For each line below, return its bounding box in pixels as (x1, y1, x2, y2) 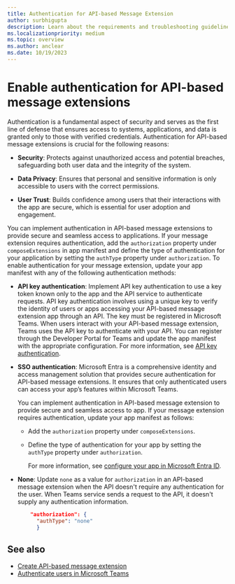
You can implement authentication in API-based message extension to (17, 398, 220, 407)
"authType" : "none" (36, 517, 93, 524)
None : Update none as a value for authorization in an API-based (17, 475, 204, 483)
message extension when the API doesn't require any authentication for (17, 482, 225, 491)
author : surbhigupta (7, 17, 68, 24)
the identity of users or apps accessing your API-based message (17, 304, 205, 312)
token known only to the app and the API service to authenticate (17, 289, 203, 298)
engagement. (17, 210, 56, 218)
